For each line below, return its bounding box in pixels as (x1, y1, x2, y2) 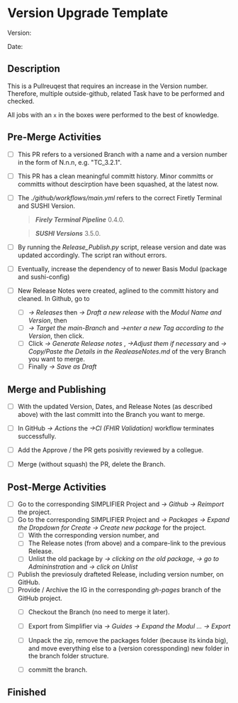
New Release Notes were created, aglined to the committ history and (17, 286, 219, 295)
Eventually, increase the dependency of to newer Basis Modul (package (17, 264, 227, 273)
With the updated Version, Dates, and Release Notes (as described (17, 403, 212, 410)
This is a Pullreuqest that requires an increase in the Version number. (7, 82, 208, 90)
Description (7, 62, 60, 75)
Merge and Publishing (7, 383, 106, 396)
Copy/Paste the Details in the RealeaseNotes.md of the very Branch (28, 347, 227, 356)
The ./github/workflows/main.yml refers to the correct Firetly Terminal (17, 193, 222, 202)
